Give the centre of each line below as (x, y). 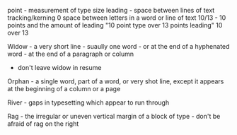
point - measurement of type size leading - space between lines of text (111, 10)
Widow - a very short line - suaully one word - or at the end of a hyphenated (118, 46)
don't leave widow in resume (59, 67)
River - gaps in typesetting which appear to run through (88, 102)
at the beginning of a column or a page (64, 89)
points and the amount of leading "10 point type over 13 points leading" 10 (115, 25)
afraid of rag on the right (43, 124)
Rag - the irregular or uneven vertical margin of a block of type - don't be (114, 116)
